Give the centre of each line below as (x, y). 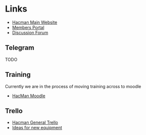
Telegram (20, 48)
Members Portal (28, 27)
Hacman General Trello (35, 122)
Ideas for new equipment (37, 128)
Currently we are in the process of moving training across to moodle (73, 86)
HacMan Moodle (29, 96)
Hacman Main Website (34, 22)
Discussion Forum (30, 32)
